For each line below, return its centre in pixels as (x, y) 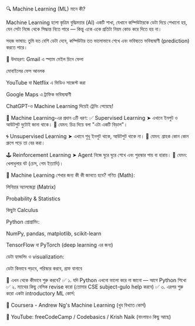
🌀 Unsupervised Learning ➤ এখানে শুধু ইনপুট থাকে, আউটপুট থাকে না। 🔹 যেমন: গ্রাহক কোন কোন (97, 136)
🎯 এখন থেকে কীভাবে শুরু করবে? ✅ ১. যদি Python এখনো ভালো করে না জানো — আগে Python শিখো (96, 280)
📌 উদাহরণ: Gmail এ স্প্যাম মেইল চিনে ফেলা (45, 59)
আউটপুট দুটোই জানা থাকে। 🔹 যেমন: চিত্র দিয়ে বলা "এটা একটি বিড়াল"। (67, 125)
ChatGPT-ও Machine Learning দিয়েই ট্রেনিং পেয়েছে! (60, 106)
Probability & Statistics (33, 199)
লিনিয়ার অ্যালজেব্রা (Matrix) (31, 187)
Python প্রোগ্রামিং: (23, 222)
